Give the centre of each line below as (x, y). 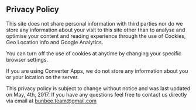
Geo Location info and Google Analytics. (55, 42)
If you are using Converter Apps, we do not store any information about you (97, 71)
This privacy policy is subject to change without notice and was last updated (98, 88)
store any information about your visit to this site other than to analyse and (96, 30)
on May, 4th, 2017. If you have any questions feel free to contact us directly (97, 94)
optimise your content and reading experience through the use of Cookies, (96, 36)
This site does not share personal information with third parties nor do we (94, 23)
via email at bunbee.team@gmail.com (51, 101)
